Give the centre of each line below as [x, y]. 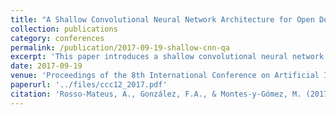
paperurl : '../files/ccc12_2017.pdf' [89, 85]
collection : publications [64, 29]
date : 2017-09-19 [46, 66]
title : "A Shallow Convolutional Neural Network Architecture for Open [162, 19]
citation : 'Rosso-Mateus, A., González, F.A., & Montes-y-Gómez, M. [156, 94]
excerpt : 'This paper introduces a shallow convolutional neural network [167, 57]
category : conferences [57, 38]
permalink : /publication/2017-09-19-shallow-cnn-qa [120, 47]
